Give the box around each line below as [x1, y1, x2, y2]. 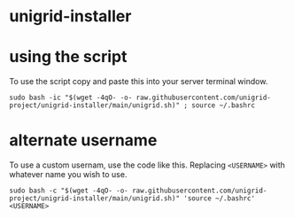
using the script [9, 47, 128, 67]
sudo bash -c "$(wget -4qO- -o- [9, 186, 128, 196]
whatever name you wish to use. [9, 169, 128, 180]
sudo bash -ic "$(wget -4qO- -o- [9, 93, 133, 103]
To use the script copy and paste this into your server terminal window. [9, 76, 268, 87]
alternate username [9, 130, 158, 151]
